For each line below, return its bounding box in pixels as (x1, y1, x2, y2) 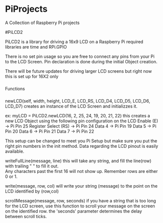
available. (5, 148, 24, 154)
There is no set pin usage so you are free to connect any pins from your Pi (5, 53, 155, 59)
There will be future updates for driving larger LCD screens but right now (5, 68, 152, 74)
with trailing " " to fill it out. (5, 163, 59, 169)
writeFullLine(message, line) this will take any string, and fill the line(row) (5, 158, 152, 164)
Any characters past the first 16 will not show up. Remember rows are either (5, 168, 158, 174)
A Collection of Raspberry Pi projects (5, 20, 80, 26)
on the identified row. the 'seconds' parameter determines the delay (5, 208, 142, 214)
